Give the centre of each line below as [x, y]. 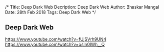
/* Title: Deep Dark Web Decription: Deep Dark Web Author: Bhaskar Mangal [82, 7]
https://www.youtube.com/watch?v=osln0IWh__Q [55, 44]
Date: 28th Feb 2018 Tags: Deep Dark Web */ [51, 12]
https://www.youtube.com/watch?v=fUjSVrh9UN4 [56, 39]
